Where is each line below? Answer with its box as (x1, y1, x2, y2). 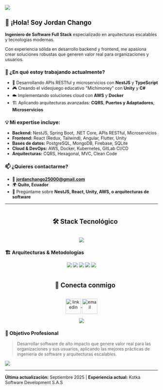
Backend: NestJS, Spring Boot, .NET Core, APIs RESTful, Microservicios (12, 130, 157, 136)
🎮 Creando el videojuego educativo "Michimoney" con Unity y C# (12, 85, 146, 91)
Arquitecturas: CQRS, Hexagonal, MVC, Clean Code (12, 151, 117, 156)
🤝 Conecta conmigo (55, 281, 115, 290)
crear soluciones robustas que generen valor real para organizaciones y (5, 51, 149, 57)
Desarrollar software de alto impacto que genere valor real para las (16, 341, 151, 347)
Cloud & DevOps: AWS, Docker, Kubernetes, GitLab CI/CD (12, 146, 129, 152)
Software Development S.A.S (5, 379, 63, 385)
